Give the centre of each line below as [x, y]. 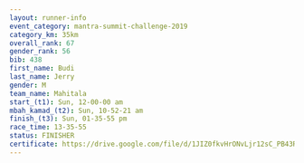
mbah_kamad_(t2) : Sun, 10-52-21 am [76, 110]
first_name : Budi [42, 69]
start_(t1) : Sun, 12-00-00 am [66, 102]
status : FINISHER [42, 136]
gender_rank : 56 [40, 52]
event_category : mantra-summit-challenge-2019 [99, 26]
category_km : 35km [44, 34]
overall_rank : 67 [42, 43]
